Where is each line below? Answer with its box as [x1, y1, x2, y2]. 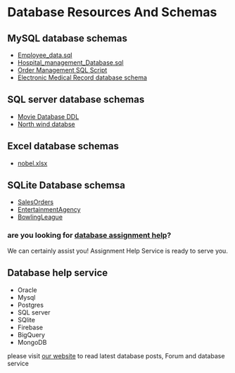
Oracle [17, 286, 37, 294]
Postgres [17, 301, 44, 309]
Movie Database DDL [17, 112, 80, 120]
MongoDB [17, 338, 47, 346]
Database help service [7, 267, 108, 279]
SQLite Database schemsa [7, 179, 125, 191]
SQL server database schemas [7, 94, 145, 106]
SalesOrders [17, 198, 54, 206]
